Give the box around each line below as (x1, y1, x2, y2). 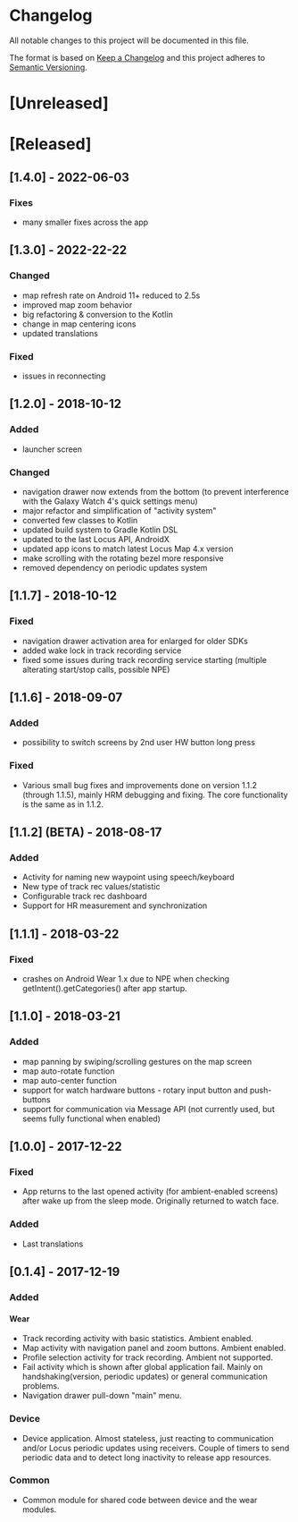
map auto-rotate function (21, 1066, 115, 1076)
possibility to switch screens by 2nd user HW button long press (21, 737, 256, 748)
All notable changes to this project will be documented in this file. (9, 35, 250, 46)
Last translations (21, 1238, 84, 1249)
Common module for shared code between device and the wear (21, 1494, 258, 1505)
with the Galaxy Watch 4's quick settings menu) (21, 496, 198, 506)
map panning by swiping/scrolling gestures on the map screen (21, 1056, 252, 1067)
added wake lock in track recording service (21, 645, 182, 656)
